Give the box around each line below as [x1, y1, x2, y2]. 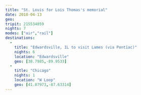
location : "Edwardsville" [14, 54, 69, 59]
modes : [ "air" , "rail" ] [5, 31, 53, 36]
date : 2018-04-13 [5, 12, 42, 17]
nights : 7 [5, 26, 26, 31]
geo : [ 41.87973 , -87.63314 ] [14, 82, 72, 87]
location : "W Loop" [14, 77, 56, 82]
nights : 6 [14, 49, 36, 54]
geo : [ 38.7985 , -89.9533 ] [14, 59, 67, 64]
